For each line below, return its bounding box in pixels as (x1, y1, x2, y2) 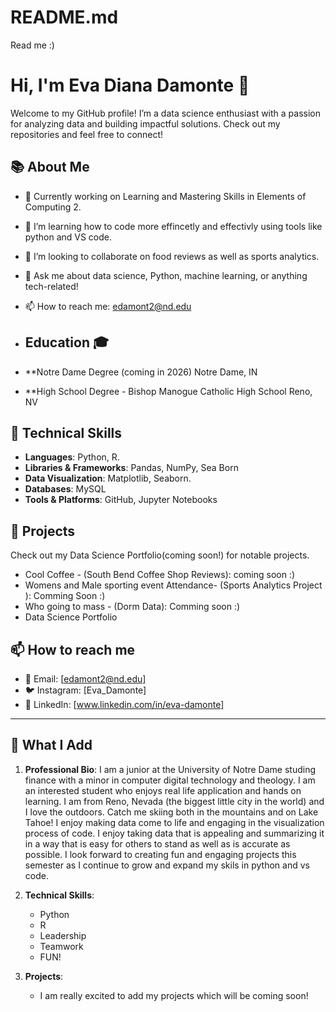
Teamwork (39, 940, 84, 952)
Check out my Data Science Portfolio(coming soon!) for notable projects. (10, 549, 310, 561)
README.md (10, 6, 119, 29)
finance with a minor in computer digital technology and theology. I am (24, 774, 316, 786)
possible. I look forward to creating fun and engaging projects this (24, 848, 297, 860)
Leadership (39, 929, 87, 941)
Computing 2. (24, 201, 82, 213)
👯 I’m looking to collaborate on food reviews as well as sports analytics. (24, 250, 320, 262)
